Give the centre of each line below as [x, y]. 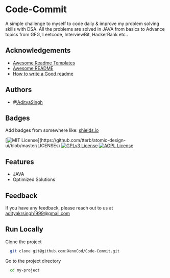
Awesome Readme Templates [44, 63]
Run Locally [24, 229]
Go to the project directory [33, 261]
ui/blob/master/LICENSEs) [33, 146]
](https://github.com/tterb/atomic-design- [82, 140]
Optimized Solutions [34, 179]
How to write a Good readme [43, 74]
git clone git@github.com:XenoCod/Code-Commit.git [65, 251]
